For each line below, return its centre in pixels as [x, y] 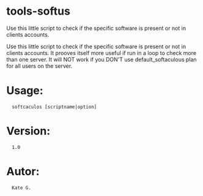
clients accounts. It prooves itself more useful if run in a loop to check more [102, 53]
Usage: [25, 91]
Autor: [23, 172]
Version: [28, 131]
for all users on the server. [39, 66]
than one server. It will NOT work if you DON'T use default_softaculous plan [102, 59]
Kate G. [22, 187]
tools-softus [38, 11]
